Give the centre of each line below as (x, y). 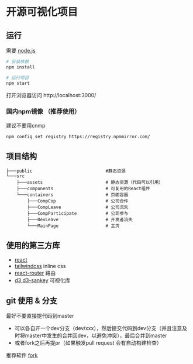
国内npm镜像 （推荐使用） (43, 112)
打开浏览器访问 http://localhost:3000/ (51, 95)
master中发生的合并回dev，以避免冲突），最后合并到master (96, 336)
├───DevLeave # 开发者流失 (80, 220)
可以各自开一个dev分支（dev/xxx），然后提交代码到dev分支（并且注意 (98, 328)
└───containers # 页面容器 (73, 195)
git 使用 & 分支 (32, 301)
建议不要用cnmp (26, 125)
